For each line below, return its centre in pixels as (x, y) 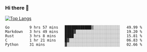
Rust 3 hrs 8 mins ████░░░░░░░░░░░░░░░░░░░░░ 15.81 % (73, 36)
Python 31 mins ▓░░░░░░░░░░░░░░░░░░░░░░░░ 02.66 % (73, 45)
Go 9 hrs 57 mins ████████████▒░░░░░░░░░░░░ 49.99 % (73, 27)
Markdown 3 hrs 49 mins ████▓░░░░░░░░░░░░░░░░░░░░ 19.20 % (73, 32)
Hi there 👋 (17, 8)
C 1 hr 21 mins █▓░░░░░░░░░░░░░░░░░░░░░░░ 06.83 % (73, 40)
